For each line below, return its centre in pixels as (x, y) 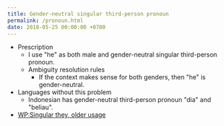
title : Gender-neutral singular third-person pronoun (88, 14)
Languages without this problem (64, 92)
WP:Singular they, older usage (61, 115)
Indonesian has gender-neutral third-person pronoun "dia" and (119, 100)
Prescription (35, 47)
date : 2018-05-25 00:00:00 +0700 (57, 27)
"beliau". (41, 108)
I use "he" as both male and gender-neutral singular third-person (123, 55)
